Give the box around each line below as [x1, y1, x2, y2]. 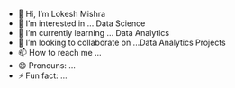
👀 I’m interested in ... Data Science [17, 18, 146, 29]
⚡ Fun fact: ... [17, 70, 68, 81]
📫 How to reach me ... [17, 48, 102, 57]
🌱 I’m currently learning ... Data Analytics [17, 28, 169, 38]
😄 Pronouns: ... [17, 60, 77, 71]
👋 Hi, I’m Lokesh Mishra [17, 9, 106, 19]
